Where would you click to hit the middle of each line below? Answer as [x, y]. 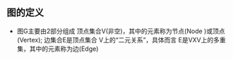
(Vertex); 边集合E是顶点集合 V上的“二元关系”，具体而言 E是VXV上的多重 [121, 40]
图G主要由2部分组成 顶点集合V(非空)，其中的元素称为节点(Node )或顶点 [121, 31]
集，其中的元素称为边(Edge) [58, 49]
